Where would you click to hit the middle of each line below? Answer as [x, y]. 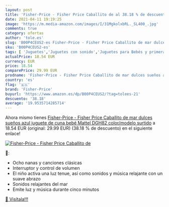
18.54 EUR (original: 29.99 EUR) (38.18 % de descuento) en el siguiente [79, 128]
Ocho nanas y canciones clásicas [47, 163]
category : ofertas [24, 33]
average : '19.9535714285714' [36, 103]
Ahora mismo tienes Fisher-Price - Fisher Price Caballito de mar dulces [79, 118]
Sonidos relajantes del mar [40, 184]
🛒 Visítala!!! [17, 199]
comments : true [21, 29]
